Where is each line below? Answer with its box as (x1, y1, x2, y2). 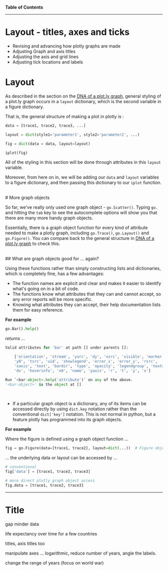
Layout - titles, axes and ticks (5, 27, 130, 38)
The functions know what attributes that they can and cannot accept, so (12, 291, 161, 297)
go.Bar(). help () (5, 327, 39, 332)
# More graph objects (5, 195, 50, 201)
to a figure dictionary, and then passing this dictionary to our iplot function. (5, 180, 161, 186)
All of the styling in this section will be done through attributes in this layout (5, 159, 161, 165)
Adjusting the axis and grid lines (12, 54, 79, 60)
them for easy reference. (12, 307, 64, 313)
